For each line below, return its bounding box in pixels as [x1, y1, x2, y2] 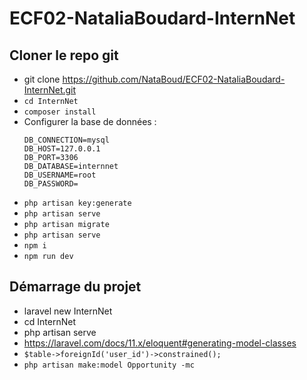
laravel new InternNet [23, 305, 113, 317]
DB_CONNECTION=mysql [23, 135, 110, 145]
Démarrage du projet [9, 278, 142, 296]
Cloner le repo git [9, 47, 119, 64]
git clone [23, 73, 61, 85]
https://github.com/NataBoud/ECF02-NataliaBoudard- [62, 73, 286, 85]
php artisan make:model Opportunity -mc [23, 360, 195, 370]
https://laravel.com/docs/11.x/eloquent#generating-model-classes [23, 337, 297, 349]
